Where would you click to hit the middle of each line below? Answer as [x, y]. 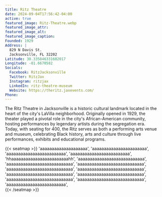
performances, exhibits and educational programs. [55, 139]
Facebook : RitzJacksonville [38, 72]
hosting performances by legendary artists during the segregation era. [75, 124]
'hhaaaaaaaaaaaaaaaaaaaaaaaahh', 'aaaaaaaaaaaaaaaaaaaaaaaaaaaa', [76, 159]
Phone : [12, 95]
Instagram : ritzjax [29, 81]
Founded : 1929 [19, 41]
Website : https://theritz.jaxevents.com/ [52, 90]
